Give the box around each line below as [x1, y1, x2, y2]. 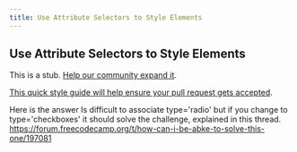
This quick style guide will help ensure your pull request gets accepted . [9, 87, 274, 98]
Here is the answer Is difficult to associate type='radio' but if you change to [9, 105, 289, 115]
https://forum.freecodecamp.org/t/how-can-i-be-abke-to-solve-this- [9, 123, 265, 134]
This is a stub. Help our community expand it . [9, 70, 178, 80]
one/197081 [9, 133, 52, 144]
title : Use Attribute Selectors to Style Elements [9, 13, 203, 22]
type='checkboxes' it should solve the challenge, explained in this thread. [9, 114, 282, 125]
